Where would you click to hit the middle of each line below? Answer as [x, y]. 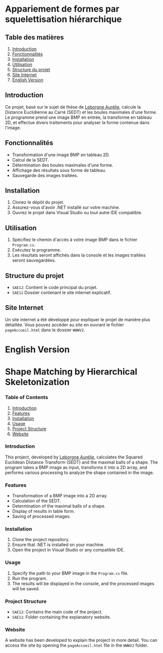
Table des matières [35, 37]
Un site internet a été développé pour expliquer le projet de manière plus [78, 319]
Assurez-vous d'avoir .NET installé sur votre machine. [66, 207]
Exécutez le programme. [36, 250]
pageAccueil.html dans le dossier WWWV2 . [45, 330]
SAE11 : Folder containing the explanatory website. [61, 617]
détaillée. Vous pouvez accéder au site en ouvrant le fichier [64, 325]
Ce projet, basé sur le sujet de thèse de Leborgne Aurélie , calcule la [73, 107]
